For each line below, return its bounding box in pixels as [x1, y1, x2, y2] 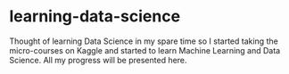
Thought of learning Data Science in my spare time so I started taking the [9, 36, 278, 46]
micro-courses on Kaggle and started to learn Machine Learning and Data [9, 45, 281, 55]
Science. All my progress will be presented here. [9, 54, 187, 65]
